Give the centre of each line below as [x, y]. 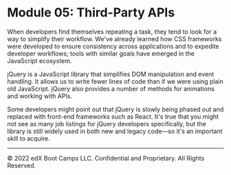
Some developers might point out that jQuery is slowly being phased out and [115, 109]
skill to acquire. [29, 138]
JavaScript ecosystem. [40, 60]
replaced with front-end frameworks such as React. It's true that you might [113, 116]
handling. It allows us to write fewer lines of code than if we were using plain [115, 81]
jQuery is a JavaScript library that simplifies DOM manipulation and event [111, 74]
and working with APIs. [40, 96]
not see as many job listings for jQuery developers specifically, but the [107, 124]
